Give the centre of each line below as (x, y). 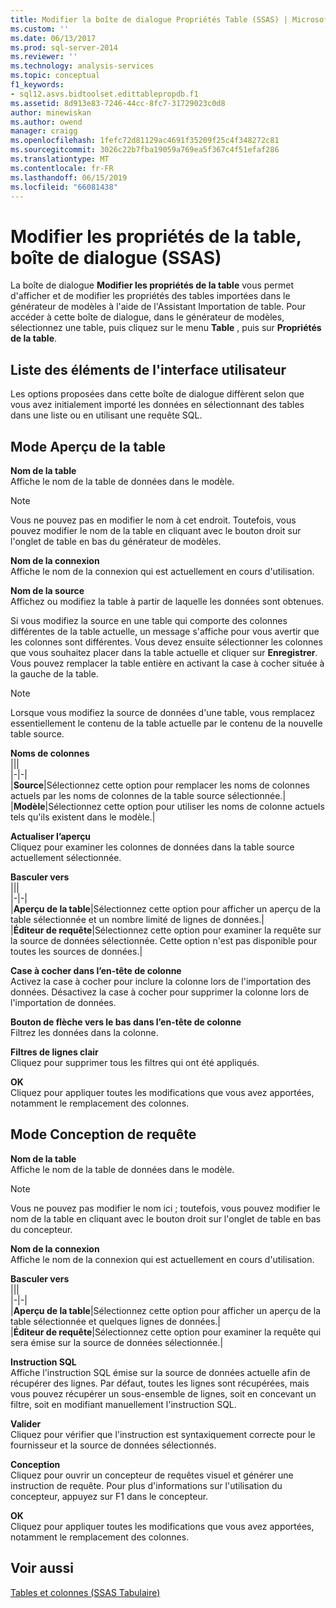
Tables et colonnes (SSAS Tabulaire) (85, 1592)
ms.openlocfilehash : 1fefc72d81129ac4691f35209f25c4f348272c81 (145, 141)
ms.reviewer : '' (44, 57)
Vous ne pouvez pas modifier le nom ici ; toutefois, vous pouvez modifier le (165, 1208)
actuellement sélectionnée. (66, 857)
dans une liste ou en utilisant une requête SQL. (106, 415)
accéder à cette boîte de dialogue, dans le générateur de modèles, (147, 317)
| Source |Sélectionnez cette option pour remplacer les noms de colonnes (160, 785)
